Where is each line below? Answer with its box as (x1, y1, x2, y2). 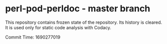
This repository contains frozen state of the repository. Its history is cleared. (5, 19, 162, 25)
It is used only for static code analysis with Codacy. (5, 24, 111, 30)
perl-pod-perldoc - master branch (5, 3, 150, 14)
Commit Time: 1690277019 (5, 34, 61, 40)
